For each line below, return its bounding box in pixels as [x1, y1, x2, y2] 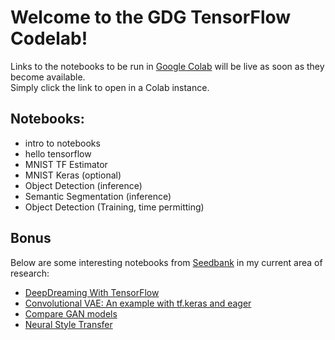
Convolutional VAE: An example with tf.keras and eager [24, 297, 252, 309]
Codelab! [10, 27, 88, 50]
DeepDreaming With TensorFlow [24, 286, 160, 298]
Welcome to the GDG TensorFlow [10, 6, 292, 29]
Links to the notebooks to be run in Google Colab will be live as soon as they [10, 60, 325, 72]
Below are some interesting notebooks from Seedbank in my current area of [10, 256, 323, 268]
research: [10, 267, 50, 279]
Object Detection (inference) [24, 179, 143, 191]
